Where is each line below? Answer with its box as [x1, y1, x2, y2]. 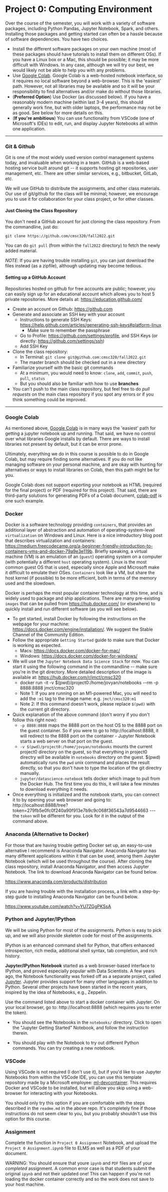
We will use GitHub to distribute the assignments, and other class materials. [5, 186, 161, 192]
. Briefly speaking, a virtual [92, 548, 147, 555]
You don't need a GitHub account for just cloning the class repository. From [5, 219, 160, 225]
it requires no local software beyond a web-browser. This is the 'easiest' [12, 78, 161, 84]
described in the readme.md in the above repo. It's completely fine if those [5, 1105, 156, 1111]
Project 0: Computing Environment [5, 4, 152, 15]
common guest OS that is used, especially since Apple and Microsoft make [5, 564, 159, 570]
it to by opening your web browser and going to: [12, 797, 112, 803]
